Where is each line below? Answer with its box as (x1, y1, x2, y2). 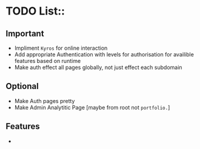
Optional (5, 81, 39, 91)
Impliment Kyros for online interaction (14, 44, 108, 51)
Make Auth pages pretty (14, 97, 75, 104)
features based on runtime (14, 58, 81, 64)
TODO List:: (5, 4, 65, 18)
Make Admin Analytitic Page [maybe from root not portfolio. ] (14, 104, 170, 111)
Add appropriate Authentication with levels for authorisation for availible (14, 51, 195, 58)
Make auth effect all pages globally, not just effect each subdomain (14, 64, 182, 71)
